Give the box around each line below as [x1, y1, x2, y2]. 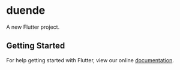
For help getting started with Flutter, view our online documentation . [6, 56, 174, 63]
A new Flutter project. [6, 23, 60, 31]
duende [6, 4, 46, 17]
